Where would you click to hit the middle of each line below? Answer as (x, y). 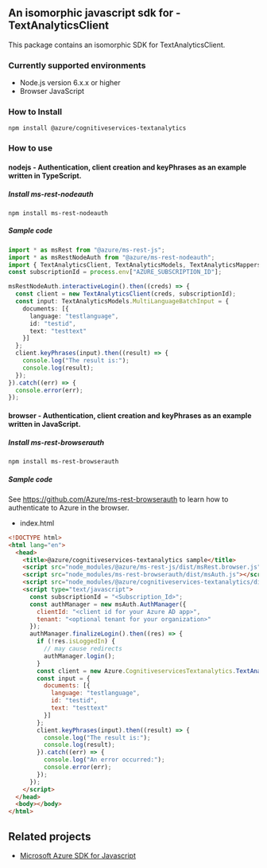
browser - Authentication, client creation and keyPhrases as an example (130, 415)
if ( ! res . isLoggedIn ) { (76, 641)
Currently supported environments (77, 65)
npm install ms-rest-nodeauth (58, 213)
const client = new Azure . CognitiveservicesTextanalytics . (137, 671)
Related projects (50, 837)
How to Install (35, 112)
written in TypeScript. (45, 175)
